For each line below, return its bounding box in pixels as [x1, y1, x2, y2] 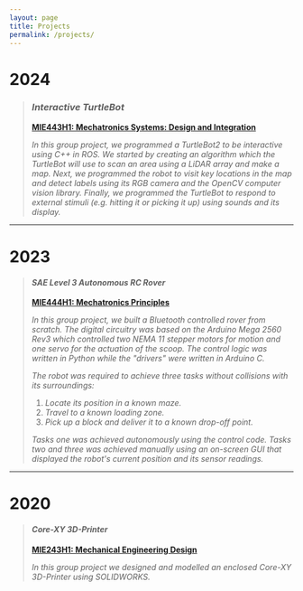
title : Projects [9, 22, 70, 31]
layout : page [9, 13, 59, 23]
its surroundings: [31, 380, 95, 391]
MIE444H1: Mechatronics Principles [31, 297, 170, 308]
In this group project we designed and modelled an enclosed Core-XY [31, 561, 291, 572]
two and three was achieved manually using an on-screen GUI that [31, 444, 282, 455]
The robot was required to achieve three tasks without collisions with [31, 371, 289, 381]
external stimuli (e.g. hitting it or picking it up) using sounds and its [31, 196, 280, 208]
